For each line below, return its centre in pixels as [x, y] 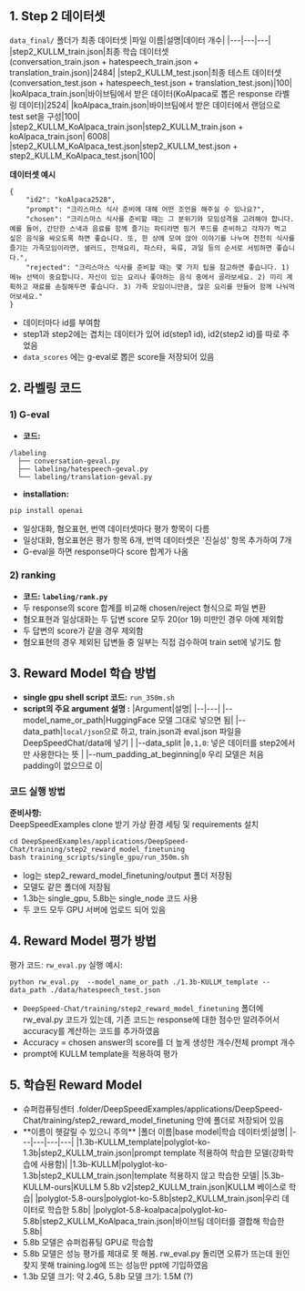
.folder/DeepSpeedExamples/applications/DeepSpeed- [180, 1109]
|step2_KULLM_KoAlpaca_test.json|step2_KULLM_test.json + [124, 146]
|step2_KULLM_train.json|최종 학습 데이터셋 [89, 51]
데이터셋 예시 [33, 174]
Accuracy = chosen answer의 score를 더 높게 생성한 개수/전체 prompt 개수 [159, 1042]
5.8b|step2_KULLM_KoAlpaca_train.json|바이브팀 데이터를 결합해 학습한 [153, 1221]
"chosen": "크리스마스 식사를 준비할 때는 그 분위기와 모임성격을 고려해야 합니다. [160, 219]
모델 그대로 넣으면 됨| [196, 720]
